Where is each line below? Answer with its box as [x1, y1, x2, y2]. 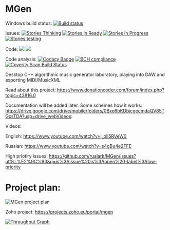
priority [5, 164, 21, 170]
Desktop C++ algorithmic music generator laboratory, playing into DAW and [5, 71, 165, 78]
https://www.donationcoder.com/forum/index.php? [56, 87, 165, 93]
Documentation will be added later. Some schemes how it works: [5, 102, 142, 108]
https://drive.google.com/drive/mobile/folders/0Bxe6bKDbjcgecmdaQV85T [5, 107, 165, 113]
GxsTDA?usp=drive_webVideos [5, 113, 71, 119]
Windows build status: [5, 20, 52, 26]
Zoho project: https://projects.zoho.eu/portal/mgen [5, 208, 114, 215]
